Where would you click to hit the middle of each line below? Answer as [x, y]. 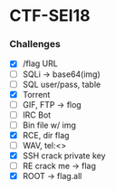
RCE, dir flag [46, 135]
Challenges [35, 44]
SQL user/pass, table [62, 84]
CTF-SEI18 [50, 16]
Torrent [36, 94]
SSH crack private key [64, 156]
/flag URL [40, 63]
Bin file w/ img [49, 125]
